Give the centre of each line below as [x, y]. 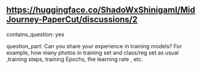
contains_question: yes [35, 34]
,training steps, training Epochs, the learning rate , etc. [75, 59]
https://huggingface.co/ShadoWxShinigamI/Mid [101, 10]
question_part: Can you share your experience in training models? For [94, 46]
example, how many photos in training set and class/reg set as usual [93, 53]
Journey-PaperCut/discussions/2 [72, 20]
